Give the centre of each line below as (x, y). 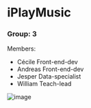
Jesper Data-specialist (49, 77)
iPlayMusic (39, 13)
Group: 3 (22, 34)
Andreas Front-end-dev (50, 69)
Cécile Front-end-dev (48, 62)
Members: (22, 49)
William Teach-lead (44, 84)
